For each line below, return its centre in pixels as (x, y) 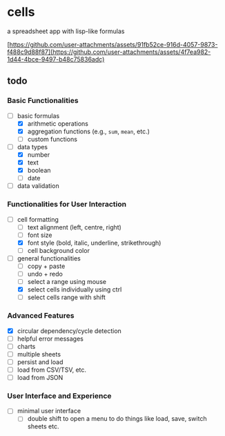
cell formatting (38, 219)
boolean (39, 171)
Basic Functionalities (43, 101)
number (39, 154)
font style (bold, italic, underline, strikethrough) (94, 243)
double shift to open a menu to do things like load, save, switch (117, 419)
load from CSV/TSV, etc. (52, 370)
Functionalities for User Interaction (67, 205)
